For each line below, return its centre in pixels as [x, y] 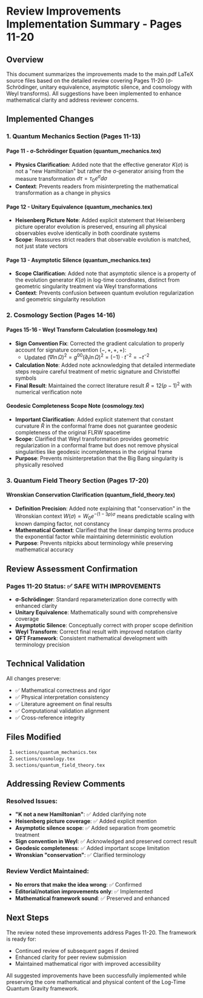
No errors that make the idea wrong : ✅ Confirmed [78, 884]
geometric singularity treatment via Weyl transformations [86, 287]
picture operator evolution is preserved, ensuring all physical [91, 227]
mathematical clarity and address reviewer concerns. [73, 100]
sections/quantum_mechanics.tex [56, 752]
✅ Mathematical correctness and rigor [63, 690]
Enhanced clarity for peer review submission [71, 957]
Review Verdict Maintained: [48, 871]
